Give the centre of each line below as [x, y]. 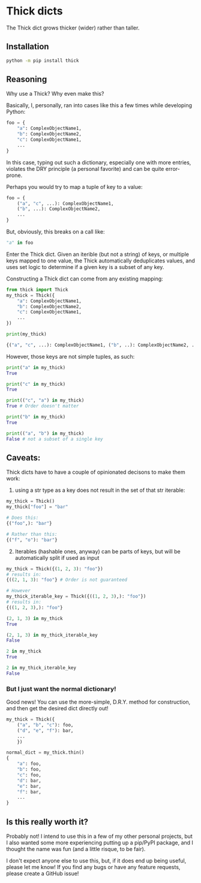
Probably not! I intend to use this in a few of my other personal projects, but [100, 836]
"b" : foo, [29, 770]
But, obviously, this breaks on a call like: [55, 232]
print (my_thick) [26, 334]
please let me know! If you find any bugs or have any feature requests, [93, 867]
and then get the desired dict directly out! [58, 708]
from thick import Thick [37, 290]
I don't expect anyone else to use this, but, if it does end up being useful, [96, 860]
